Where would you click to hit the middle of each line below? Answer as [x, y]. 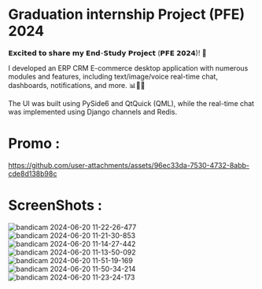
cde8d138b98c [33, 174]
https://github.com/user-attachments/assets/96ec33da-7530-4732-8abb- [129, 165]
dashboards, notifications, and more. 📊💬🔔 [77, 85]
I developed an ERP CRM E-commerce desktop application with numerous [128, 68]
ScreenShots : [55, 205]
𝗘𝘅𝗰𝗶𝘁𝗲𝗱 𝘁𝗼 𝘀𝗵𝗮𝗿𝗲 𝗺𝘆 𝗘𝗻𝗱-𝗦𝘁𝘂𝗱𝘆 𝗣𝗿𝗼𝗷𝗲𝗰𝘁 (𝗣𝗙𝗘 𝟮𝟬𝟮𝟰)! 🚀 [107, 53]
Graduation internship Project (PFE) [127, 15]
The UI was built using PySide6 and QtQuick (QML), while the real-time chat [131, 103]
